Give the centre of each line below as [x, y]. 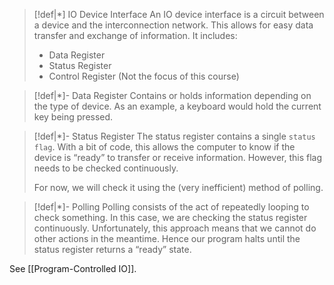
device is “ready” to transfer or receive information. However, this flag [178, 157]
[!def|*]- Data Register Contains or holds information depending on [172, 95]
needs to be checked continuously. [106, 168]
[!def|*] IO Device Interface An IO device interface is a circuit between [179, 14]
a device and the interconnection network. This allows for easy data [173, 25]
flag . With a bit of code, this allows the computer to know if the [164, 147]
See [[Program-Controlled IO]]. [73, 268]
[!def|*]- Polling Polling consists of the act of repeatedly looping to [171, 207]
